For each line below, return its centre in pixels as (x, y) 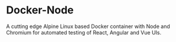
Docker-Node (40, 10)
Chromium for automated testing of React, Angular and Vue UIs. (84, 32)
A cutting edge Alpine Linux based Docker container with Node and (88, 26)
